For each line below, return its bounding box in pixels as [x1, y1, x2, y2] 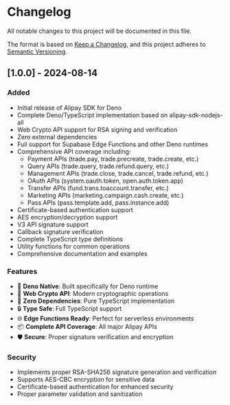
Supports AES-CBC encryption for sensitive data [16, 375, 155, 384]
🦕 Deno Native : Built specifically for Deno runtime [16, 282, 159, 290]
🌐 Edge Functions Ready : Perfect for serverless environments [16, 314, 194, 323]
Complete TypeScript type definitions [16, 235, 124, 243]
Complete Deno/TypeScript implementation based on [16, 111, 168, 119]
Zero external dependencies [16, 132, 97, 141]
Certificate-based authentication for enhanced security [16, 382, 174, 391]
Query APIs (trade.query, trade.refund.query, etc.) [27, 162, 170, 170]
